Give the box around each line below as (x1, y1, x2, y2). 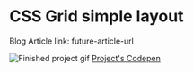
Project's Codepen (91, 52, 162, 63)
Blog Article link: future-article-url (9, 36, 135, 46)
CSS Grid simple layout (9, 6, 184, 27)
